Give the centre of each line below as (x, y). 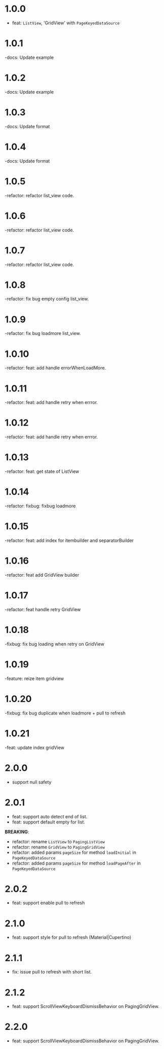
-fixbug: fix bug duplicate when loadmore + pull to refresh (65, 713)
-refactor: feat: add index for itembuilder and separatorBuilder (69, 540)
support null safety (32, 782)
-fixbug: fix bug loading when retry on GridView (55, 644)
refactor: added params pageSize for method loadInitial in (74, 852)
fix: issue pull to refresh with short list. (52, 972)
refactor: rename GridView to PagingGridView (58, 847)
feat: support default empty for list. (49, 822)
